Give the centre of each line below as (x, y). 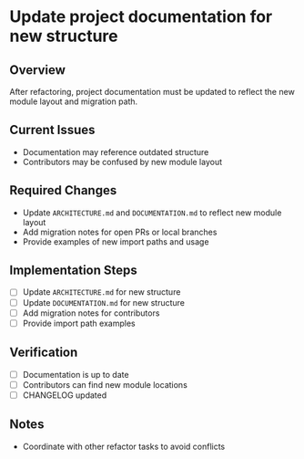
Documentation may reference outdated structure (116, 151)
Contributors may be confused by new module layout (122, 162)
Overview (38, 70)
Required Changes (63, 190)
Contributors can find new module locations (105, 384)
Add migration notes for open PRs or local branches (120, 232)
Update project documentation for (141, 17)
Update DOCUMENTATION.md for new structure (103, 302)
